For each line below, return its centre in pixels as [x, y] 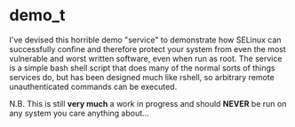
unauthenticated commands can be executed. [93, 86]
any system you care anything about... [79, 113]
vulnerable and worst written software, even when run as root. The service [146, 58]
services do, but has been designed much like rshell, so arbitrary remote [142, 77]
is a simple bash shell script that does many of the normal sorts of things [142, 68]
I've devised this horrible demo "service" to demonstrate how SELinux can [145, 40]
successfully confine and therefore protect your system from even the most [147, 49]
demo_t [37, 15]
